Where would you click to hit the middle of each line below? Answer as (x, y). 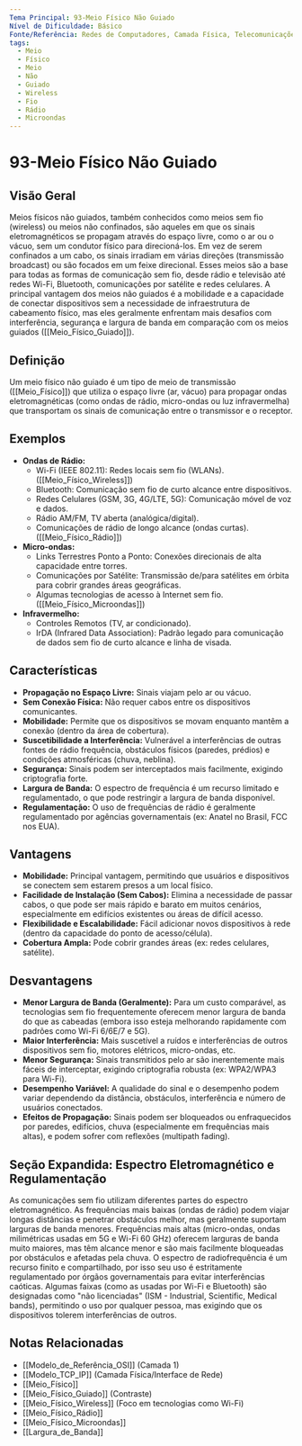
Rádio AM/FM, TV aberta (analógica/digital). (117, 517)
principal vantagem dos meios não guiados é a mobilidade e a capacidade (147, 294)
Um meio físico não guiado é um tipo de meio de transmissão (123, 382)
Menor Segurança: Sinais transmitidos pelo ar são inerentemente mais (153, 1060)
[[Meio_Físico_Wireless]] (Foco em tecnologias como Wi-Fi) (133, 1403)
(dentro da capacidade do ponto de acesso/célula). (117, 933)
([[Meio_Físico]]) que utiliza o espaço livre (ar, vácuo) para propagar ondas (148, 391)
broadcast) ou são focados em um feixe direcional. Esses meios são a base (149, 265)
